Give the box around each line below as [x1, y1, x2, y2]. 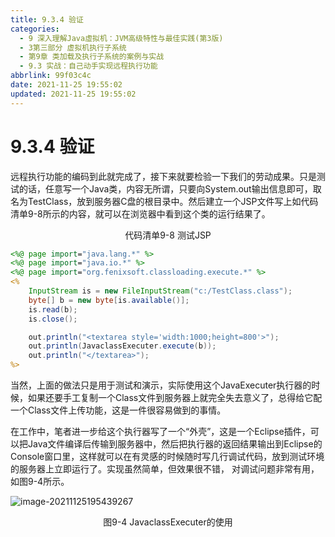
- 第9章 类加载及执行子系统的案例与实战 [19, 52, 165, 62]
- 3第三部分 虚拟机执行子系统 [19, 42, 127, 53]
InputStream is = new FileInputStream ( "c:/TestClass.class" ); [28, 286, 293, 296]
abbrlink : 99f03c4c [10, 71, 92, 81]
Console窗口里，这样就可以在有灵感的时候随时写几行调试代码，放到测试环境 [10, 451, 325, 463]
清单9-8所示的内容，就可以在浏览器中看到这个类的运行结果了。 [10, 207, 271, 220]
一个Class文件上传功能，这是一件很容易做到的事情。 [10, 404, 227, 416]
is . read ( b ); [28, 304, 78, 315]
